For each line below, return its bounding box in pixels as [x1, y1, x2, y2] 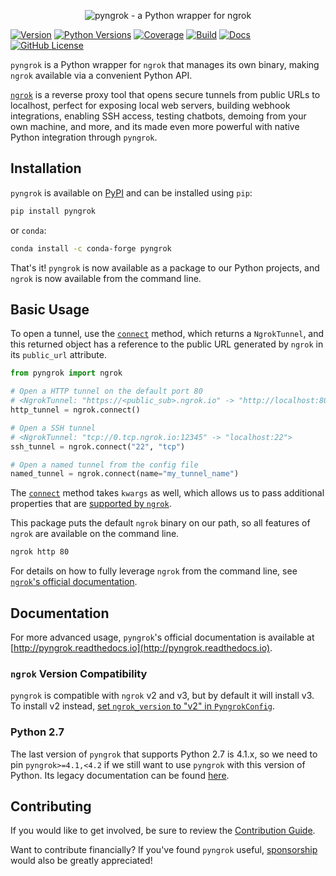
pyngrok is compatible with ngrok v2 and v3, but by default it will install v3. [10, 690, 315, 702]
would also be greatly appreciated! [10, 855, 153, 867]
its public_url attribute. [10, 349, 108, 361]
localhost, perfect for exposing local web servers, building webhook [10, 100, 291, 111]
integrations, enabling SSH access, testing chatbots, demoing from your [10, 110, 307, 122]
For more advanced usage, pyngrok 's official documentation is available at [10, 631, 315, 643]
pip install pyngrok [10, 206, 97, 216]
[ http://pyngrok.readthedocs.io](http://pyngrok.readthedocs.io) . [10, 641, 273, 654]
